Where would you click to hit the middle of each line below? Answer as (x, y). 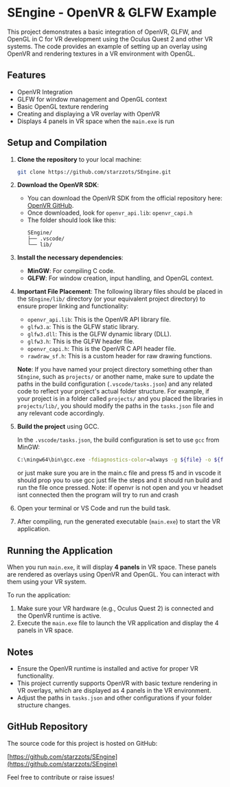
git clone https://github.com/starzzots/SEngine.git (94, 172)
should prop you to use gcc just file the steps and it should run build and (119, 480)
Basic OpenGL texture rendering (62, 106)
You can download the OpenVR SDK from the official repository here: (125, 198)
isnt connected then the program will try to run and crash (98, 495)
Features (26, 75)
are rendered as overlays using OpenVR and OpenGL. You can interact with (113, 574)
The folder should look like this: (72, 220)
